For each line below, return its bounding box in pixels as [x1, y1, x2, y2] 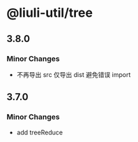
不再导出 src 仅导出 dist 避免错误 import [16, 70, 131, 78]
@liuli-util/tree [6, 5, 93, 21]
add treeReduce [16, 128, 63, 136]
